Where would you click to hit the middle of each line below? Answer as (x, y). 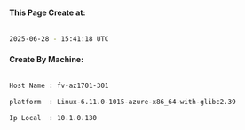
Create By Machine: (47, 59)
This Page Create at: (47, 12)
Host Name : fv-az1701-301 (59, 86)
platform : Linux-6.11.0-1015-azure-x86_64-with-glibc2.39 (123, 102)
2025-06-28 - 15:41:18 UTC (59, 39)
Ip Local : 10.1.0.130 (53, 118)
